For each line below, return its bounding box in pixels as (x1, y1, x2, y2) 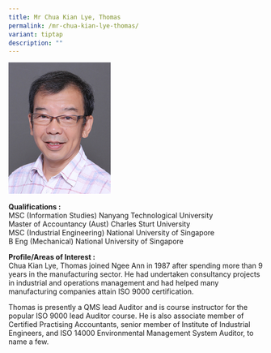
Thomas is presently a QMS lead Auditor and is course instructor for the (8, 303, 248, 312)
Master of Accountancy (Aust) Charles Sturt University (8, 219, 191, 229)
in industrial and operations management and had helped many (8, 278, 219, 288)
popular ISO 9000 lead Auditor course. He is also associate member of (8, 311, 244, 321)
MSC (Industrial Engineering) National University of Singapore (8, 228, 215, 238)
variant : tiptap (8, 30, 63, 38)
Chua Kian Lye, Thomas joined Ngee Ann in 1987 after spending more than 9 (8, 260, 263, 271)
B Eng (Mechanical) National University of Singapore (8, 236, 184, 247)
